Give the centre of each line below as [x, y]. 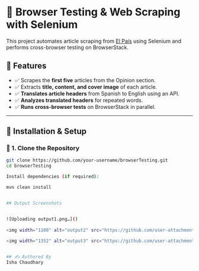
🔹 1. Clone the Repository [43, 149]
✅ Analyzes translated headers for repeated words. [79, 100]
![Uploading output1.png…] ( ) [42, 219]
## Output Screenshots [34, 203]
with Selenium [42, 25]
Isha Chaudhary [25, 263]
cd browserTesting [29, 166]
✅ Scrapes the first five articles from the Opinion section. [85, 80]
